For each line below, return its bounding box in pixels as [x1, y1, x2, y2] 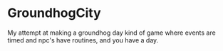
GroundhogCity [7, 5, 101, 21]
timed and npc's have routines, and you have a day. [7, 35, 159, 44]
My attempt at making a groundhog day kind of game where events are [7, 28, 216, 37]
